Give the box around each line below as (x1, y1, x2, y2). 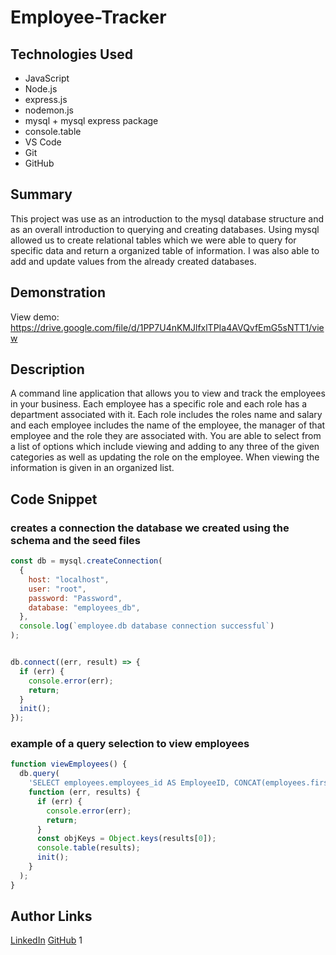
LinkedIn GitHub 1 (10, 934, 83, 946)
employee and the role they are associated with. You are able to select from (10, 430, 322, 442)
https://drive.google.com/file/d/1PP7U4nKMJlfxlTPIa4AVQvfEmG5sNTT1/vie (10, 321, 325, 333)
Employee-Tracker (10, 6, 167, 29)
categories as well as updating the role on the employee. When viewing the (10, 451, 320, 463)
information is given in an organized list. (10, 462, 175, 474)
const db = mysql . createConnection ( (10, 556, 163, 566)
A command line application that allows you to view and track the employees (10, 387, 326, 400)
